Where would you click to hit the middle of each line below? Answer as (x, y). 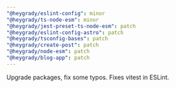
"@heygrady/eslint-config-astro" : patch (65, 32)
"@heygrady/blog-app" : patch (48, 58)
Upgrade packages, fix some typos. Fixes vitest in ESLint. (88, 77)
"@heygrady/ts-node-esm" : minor (53, 20)
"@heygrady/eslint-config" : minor (56, 13)
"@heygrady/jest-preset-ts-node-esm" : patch (71, 26)
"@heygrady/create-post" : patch (53, 45)
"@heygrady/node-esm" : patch (48, 52)
